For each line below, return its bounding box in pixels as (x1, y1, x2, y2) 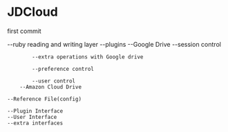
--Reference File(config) (7, 96, 82, 102)
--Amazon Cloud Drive (19, 83, 82, 90)
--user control (32, 77, 76, 85)
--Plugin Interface (7, 107, 64, 114)
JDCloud (7, 4, 59, 20)
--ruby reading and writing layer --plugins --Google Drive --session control (7, 40, 221, 48)
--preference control (32, 65, 95, 72)
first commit (7, 27, 41, 35)
